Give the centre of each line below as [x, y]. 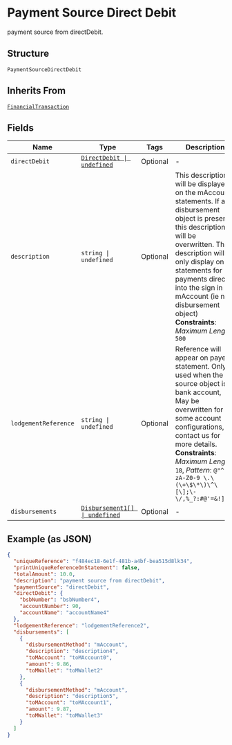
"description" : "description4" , [72, 652]
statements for [199, 270]
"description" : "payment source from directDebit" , [89, 580]
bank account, [198, 392]
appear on [192, 358]
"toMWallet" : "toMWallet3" [64, 716]
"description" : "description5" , [72, 697]
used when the [199, 375]
